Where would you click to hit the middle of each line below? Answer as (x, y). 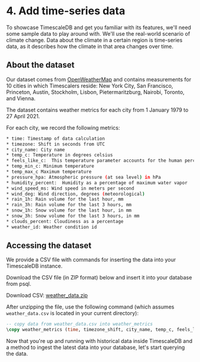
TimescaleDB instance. (35, 266)
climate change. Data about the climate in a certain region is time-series (94, 40)
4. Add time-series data (66, 11)
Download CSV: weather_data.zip (47, 295)
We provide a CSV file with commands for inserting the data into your (91, 260)
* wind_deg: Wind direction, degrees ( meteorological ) (76, 194)
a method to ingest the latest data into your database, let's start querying (96, 347)
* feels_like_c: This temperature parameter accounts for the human (94, 161)
